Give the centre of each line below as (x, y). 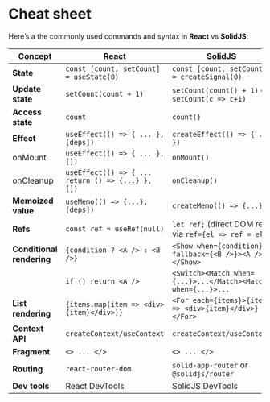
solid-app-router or (210, 365)
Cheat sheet (50, 14)
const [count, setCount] (113, 68)
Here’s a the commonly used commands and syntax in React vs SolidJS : (129, 36)
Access (27, 112)
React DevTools (95, 386)
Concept (35, 56)
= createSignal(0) (207, 77)
